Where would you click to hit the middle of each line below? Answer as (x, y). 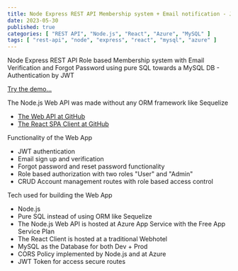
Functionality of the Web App (50, 138)
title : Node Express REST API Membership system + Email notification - (117, 14)
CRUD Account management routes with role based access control (115, 182)
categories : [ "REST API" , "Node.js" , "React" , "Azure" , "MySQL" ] (109, 34)
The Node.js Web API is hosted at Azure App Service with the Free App (121, 224)
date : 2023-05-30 (33, 21)
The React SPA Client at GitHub (63, 124)
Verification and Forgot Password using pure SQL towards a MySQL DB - (113, 68)
